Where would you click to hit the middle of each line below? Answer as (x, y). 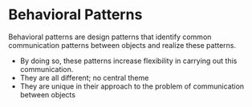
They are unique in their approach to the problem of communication (132, 86)
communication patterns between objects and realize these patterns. (122, 45)
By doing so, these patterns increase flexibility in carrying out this (128, 61)
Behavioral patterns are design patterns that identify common (110, 37)
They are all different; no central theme (84, 77)
